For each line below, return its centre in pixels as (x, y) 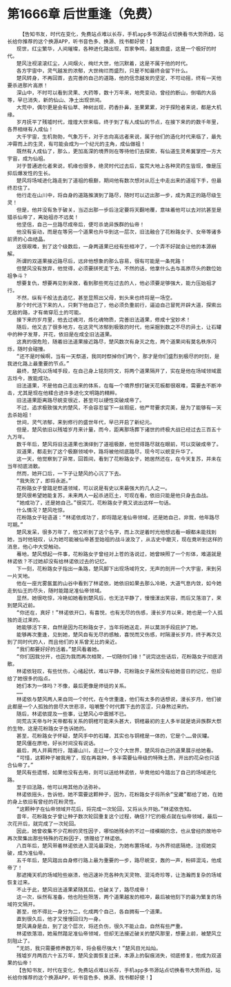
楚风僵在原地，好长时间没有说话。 (57, 743)
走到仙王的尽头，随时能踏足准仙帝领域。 (56, 591)
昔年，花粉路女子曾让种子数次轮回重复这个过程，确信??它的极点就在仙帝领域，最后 (117, 816)
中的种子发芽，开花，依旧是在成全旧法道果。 (61, 334)
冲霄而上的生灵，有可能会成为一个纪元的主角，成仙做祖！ (77, 144)
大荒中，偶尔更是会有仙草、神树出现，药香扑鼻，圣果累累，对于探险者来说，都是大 (117, 108)
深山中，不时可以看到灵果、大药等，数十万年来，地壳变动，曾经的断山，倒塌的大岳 (117, 93)
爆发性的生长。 (35, 173)
